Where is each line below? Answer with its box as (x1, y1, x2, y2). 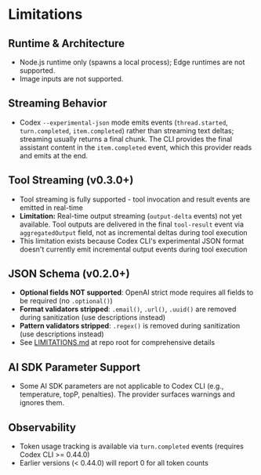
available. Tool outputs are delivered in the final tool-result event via (19, 219, 245, 229)
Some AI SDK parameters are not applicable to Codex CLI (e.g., (19, 382, 224, 391)
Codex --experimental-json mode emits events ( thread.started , (19, 118, 229, 127)
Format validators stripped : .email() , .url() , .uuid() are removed (19, 304, 237, 314)
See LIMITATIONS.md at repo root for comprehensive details (19, 338, 216, 347)
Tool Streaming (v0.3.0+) (8, 174, 134, 187)
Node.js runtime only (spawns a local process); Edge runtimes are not (19, 57, 245, 67)
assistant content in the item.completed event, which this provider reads (19, 143, 252, 152)
